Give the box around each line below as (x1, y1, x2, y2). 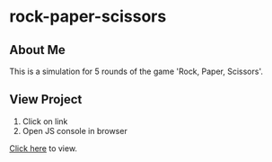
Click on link (22, 115, 68, 127)
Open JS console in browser (22, 125, 127, 136)
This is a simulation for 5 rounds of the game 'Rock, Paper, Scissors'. (9, 66, 263, 76)
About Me (9, 42, 66, 58)
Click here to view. (9, 142, 78, 154)
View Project (9, 92, 83, 107)
